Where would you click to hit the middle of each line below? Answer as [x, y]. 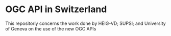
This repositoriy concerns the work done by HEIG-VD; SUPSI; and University [86, 23]
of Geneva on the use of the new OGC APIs [51, 28]
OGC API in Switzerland [56, 9]
